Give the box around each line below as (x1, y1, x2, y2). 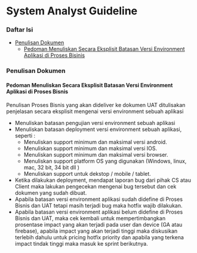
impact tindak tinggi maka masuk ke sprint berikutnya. (14, 240, 148, 247)
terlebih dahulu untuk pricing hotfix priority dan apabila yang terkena (14, 233, 184, 240)
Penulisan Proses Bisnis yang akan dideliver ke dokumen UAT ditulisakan (6, 101, 186, 108)
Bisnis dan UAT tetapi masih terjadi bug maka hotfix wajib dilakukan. (14, 202, 183, 209)
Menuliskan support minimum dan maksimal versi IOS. (23, 145, 158, 152)
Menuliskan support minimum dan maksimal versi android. (23, 138, 167, 145)
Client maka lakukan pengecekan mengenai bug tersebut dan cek (14, 182, 177, 190)
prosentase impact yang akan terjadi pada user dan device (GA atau (14, 221, 183, 228)
